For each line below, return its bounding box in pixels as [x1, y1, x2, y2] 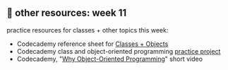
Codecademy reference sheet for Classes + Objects [16, 40, 169, 48]
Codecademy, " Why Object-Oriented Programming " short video [16, 54, 203, 63]
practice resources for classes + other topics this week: [6, 25, 169, 34]
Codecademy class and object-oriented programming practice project [16, 47, 221, 55]
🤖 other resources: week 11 [6, 7, 127, 19]
